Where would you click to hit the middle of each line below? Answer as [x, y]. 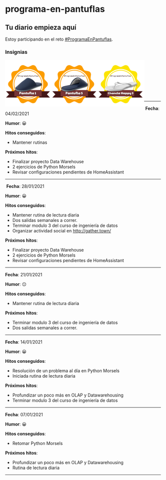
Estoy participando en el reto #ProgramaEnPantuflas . [59, 39]
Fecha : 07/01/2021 [24, 415]
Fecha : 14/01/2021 [24, 342]
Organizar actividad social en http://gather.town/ [62, 231]
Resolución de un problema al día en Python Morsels [66, 371]
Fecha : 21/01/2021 [24, 275]
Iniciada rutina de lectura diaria [44, 376]
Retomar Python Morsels [38, 443]
